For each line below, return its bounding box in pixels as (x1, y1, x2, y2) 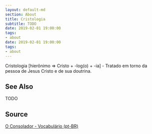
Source (5, 110, 28, 119)
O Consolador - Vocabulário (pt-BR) (5, 123, 78, 130)
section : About (5, 12, 37, 17)
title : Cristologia (5, 16, 46, 21)
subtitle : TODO (5, 21, 37, 26)
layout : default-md (5, 7, 46, 12)
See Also (5, 82, 33, 91)
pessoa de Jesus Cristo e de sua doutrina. (5, 68, 92, 74)
